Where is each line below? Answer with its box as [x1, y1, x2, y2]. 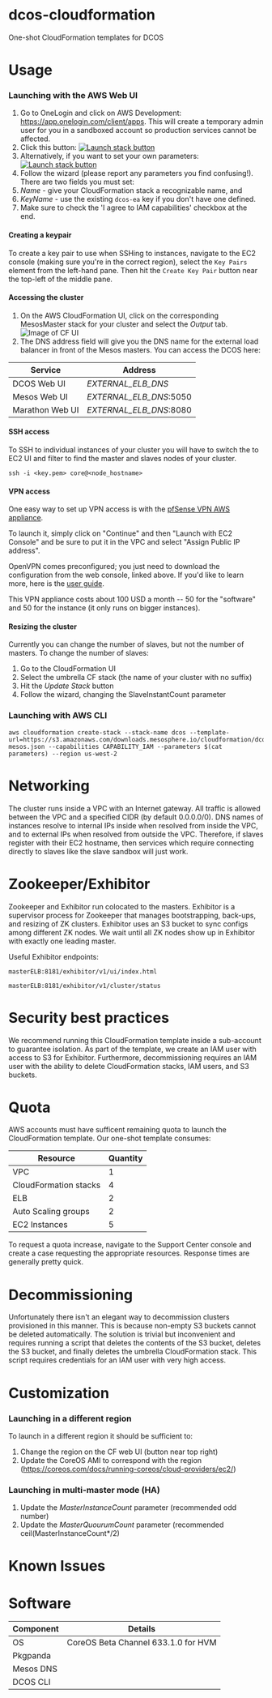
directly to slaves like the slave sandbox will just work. [8, 846, 189, 856]
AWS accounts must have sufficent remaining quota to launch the [8, 1125, 227, 1135]
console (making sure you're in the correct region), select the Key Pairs [8, 257, 248, 267]
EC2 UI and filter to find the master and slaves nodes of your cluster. [8, 454, 237, 464]
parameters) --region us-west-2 [8, 750, 117, 758]
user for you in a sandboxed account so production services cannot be [19, 126, 257, 135]
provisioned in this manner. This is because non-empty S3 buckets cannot [8, 1321, 257, 1331]
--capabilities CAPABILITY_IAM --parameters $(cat [48, 742, 223, 751]
